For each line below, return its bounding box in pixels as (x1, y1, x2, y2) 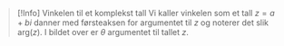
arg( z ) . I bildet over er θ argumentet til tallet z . (16, 27, 190, 37)
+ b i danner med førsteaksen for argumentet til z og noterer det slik (16, 17, 269, 28)
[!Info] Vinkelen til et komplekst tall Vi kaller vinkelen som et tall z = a (16, 8, 276, 18)
